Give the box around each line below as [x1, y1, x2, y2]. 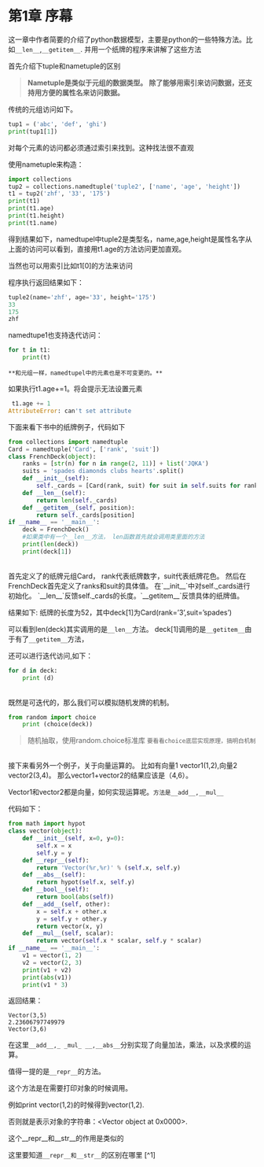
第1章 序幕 [8, 7, 73, 25]
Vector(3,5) [8, 1012, 47, 1020]
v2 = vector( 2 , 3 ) [22, 958, 82, 966]
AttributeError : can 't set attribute [8, 407, 132, 415]
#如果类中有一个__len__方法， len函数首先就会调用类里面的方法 [22, 533, 205, 541]
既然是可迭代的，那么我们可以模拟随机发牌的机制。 [8, 697, 174, 707]
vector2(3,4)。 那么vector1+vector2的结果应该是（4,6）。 [8, 770, 193, 780]
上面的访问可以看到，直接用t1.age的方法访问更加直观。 [8, 244, 186, 253]
